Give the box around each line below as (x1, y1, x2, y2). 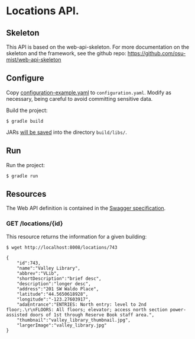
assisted (6, 312, 28, 318)
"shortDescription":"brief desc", (17, 276, 102, 282)
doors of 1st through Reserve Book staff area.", (30, 312, 155, 318)
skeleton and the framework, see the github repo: (6, 50, 126, 57)
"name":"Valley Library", (17, 265, 81, 271)
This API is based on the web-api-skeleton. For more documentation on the (6, 43, 190, 50)
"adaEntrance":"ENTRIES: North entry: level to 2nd (17, 301, 147, 308)
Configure (6, 73, 44, 84)
